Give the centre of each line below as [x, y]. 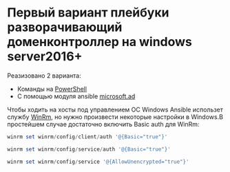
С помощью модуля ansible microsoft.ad [76, 96]
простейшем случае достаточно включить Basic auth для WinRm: [103, 124]
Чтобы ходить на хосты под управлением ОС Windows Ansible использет [115, 109]
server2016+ [45, 57]
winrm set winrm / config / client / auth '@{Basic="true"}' [87, 137]
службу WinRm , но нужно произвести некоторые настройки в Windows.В [115, 117]
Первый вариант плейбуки [88, 13]
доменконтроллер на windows [100, 42]
